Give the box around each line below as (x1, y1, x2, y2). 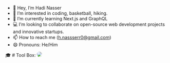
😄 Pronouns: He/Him (12, 42, 58, 48)
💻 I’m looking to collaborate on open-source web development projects (12, 21, 165, 27)
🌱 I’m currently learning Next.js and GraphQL (12, 16, 108, 21)
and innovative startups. (12, 28, 64, 35)
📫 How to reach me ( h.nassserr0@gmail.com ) (12, 35, 111, 40)
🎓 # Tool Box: (5, 52, 36, 58)
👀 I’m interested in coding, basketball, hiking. (12, 10, 108, 16)
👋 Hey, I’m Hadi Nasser (12, 5, 62, 11)
